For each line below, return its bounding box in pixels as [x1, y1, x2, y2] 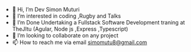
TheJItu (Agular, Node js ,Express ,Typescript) [12, 25, 128, 32]
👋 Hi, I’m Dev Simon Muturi [12, 6, 80, 13]
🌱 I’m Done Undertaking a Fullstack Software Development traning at [12, 19, 185, 26]
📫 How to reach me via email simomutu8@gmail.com [12, 39, 148, 46]
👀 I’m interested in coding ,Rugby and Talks [12, 12, 121, 20]
